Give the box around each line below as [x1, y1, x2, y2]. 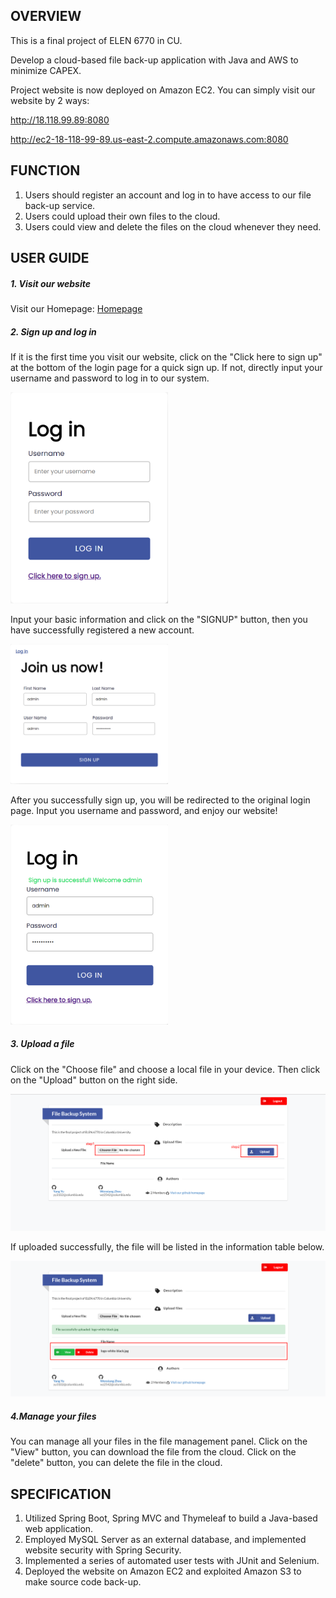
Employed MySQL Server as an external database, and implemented [24, 1533, 307, 1545]
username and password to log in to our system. [10, 372, 210, 384]
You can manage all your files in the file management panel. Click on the [10, 1435, 308, 1448]
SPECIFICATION [10, 1485, 112, 1503]
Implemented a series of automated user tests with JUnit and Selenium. [24, 1554, 320, 1566]
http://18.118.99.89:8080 [10, 114, 110, 126]
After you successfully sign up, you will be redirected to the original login [10, 794, 311, 806]
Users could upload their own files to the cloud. [24, 210, 221, 222]
